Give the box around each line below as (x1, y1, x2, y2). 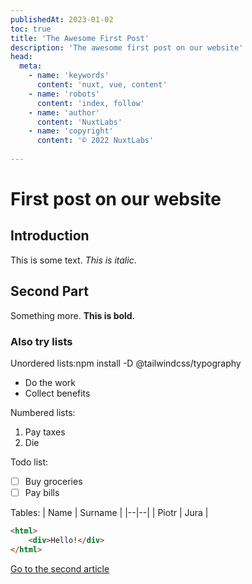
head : (10, 52, 33, 62)
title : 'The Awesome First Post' (10, 33, 150, 43)
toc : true (10, 24, 52, 34)
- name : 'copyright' (28, 126, 114, 136)
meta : (19, 61, 43, 71)
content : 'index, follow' (36, 98, 145, 108)
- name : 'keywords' (28, 71, 110, 81)
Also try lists (10, 334, 73, 348)
